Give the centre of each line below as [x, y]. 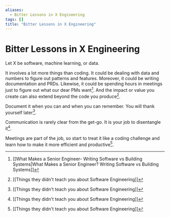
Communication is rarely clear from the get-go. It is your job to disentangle [83, 122]
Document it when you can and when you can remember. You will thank [80, 106]
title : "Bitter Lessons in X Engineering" [51, 24]
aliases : [14, 10]
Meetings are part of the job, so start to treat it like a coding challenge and [83, 138]
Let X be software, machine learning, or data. [52, 63]
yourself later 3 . [21, 112]
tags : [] [14, 19]
